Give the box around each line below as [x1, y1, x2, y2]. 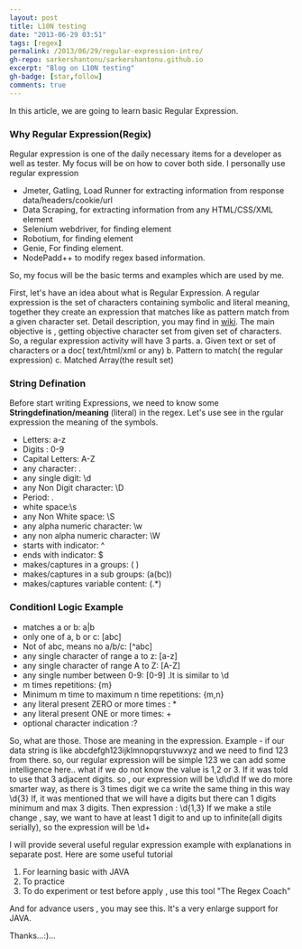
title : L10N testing [9, 22, 87, 31]
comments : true [9, 80, 67, 89]
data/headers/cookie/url [22, 194, 113, 205]
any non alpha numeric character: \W [22, 531, 160, 541]
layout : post [9, 13, 59, 23]
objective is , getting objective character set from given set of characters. [9, 325, 282, 336]
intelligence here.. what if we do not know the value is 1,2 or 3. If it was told [9, 764, 288, 775]
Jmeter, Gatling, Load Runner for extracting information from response [22, 184, 285, 195]
